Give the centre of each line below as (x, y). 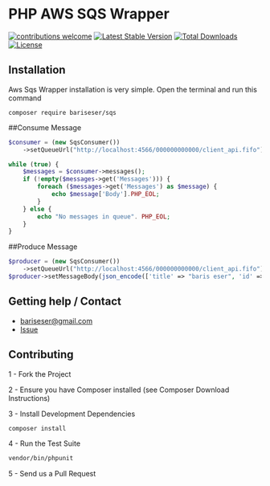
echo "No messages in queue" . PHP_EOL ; (104, 216)
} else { (37, 209)
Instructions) (29, 398)
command (25, 98)
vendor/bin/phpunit (41, 459)
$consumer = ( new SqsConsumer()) (64, 142)
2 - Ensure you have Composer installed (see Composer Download (119, 390)
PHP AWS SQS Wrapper (89, 14)
